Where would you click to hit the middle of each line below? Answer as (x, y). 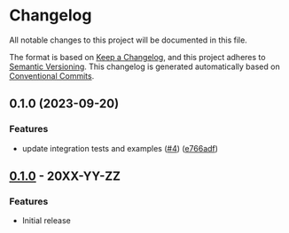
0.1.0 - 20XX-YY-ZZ (65, 177)
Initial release (46, 221)
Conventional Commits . (52, 75)
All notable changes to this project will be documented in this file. (129, 40)
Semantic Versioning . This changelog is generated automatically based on (145, 66)
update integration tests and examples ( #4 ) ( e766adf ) (120, 148)
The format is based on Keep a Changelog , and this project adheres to (137, 57)
